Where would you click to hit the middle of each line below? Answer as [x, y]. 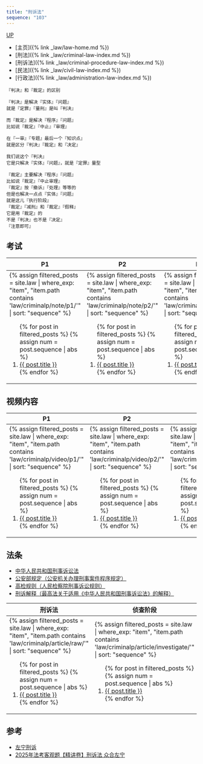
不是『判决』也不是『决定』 [36, 220]
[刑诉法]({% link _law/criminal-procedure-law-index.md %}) [89, 62]
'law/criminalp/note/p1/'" [45, 305]
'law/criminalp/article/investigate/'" [144, 647]
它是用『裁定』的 [24, 213]
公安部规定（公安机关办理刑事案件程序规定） [71, 578]
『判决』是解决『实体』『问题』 [39, 102]
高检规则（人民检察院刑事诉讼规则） [60, 586]
